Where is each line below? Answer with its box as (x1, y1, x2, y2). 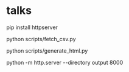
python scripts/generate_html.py (6, 47, 88, 54)
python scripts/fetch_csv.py (6, 35, 76, 42)
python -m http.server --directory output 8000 (6, 59, 124, 66)
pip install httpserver (6, 24, 58, 31)
